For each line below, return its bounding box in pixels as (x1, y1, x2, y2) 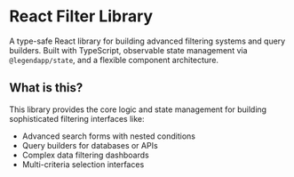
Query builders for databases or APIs (21, 140, 158, 150)
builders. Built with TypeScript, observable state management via (9, 44, 248, 55)
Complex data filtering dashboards (21, 149, 149, 160)
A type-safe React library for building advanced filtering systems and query (9, 36, 286, 46)
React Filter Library (9, 6, 154, 27)
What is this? (9, 80, 83, 95)
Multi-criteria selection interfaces (21, 158, 145, 170)
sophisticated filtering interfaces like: (9, 113, 145, 124)
